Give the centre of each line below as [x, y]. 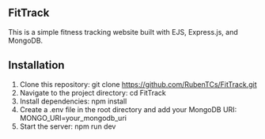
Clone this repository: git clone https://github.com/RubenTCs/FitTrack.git [138, 84]
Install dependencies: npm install [73, 101]
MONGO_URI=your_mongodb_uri [73, 118]
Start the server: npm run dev [68, 126]
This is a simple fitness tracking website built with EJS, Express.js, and [123, 32]
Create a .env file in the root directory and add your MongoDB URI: [128, 109]
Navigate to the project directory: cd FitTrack [93, 92]
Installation [36, 65]
